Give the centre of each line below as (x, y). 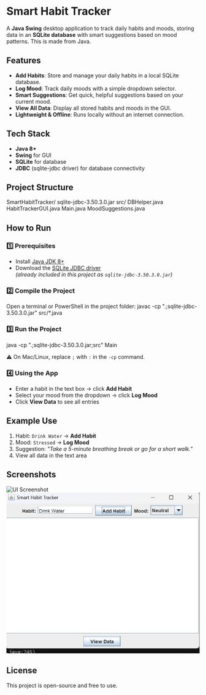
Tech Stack (28, 134)
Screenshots (31, 474)
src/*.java (51, 313)
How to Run (29, 228)
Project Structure (40, 187)
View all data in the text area (51, 455)
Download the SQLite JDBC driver (58, 268)
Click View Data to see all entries (57, 401)
